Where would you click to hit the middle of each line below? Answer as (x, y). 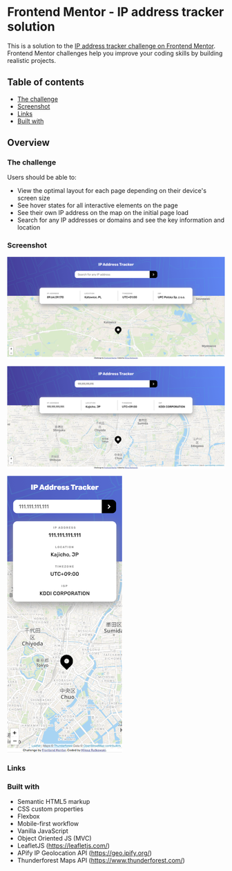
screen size (33, 198)
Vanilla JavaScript (43, 831)
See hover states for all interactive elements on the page (97, 205)
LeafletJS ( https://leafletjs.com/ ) (64, 846)
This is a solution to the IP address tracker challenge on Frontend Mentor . (112, 46)
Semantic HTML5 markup (54, 802)
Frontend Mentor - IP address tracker (116, 12)
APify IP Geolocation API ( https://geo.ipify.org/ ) (84, 853)
